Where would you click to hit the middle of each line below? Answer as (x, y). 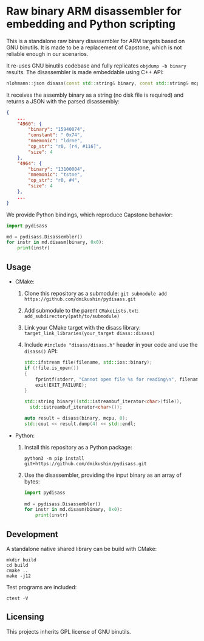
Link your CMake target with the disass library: (82, 327)
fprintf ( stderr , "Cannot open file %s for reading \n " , (106, 379)
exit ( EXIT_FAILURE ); (61, 385)
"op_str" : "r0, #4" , (54, 181)
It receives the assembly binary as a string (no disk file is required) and (95, 95)
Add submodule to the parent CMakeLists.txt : (81, 310)
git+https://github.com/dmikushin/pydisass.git (85, 463)
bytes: (32, 481)
